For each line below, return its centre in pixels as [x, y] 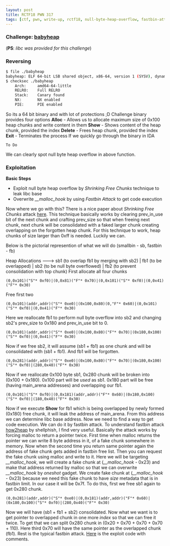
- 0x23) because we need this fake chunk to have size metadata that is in [82, 478]
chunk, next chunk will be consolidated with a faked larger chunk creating [82, 225]
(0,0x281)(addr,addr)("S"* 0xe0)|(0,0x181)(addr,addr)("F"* [70, 498]
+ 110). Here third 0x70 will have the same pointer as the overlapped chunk [83, 528]
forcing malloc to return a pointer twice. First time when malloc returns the [83, 435]
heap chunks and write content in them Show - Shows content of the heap [83, 125]
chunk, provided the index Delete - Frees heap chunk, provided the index [82, 130]
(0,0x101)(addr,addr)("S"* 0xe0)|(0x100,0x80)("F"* [61, 332]
